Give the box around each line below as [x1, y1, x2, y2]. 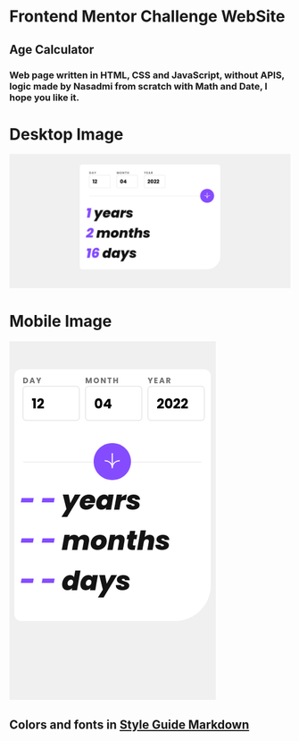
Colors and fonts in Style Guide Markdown [9, 717, 250, 732]
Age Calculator [9, 42, 95, 57]
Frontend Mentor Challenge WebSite [9, 6, 286, 27]
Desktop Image [9, 123, 124, 144]
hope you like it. [9, 91, 80, 104]
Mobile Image [9, 311, 112, 331]
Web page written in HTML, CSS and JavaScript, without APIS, [9, 69, 286, 81]
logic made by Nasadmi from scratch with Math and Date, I [9, 80, 268, 92]
